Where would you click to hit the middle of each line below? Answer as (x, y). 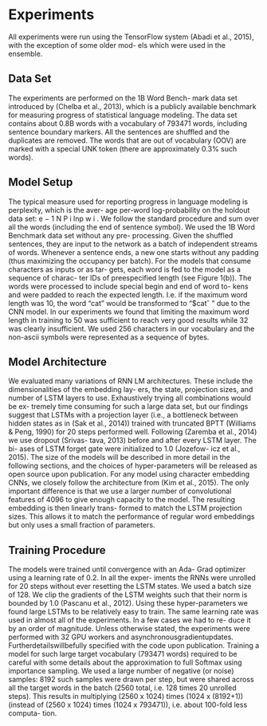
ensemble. (26, 53)
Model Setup (41, 182)
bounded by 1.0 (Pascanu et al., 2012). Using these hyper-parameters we (128, 603)
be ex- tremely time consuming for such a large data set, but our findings (128, 406)
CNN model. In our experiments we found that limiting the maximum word (129, 312)
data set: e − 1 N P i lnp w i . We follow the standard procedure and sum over (134, 218)
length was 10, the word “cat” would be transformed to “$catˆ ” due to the (129, 303)
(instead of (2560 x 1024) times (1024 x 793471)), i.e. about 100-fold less (128, 705)
